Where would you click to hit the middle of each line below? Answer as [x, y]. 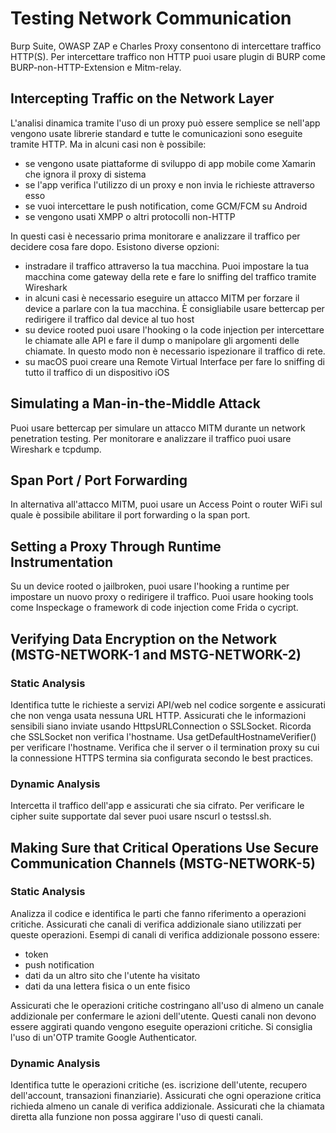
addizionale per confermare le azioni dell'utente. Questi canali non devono [163, 1016]
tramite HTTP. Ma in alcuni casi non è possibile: [108, 144]
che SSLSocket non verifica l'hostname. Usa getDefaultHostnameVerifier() [163, 736]
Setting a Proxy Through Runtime [116, 546]
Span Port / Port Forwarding [99, 480]
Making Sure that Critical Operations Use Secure [164, 847]
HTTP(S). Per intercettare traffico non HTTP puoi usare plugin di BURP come [168, 56]
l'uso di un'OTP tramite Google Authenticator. [104, 1037]
